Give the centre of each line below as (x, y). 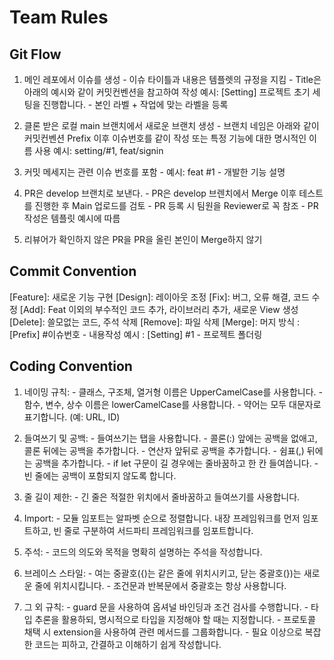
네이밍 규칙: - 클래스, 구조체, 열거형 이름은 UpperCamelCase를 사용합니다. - (173, 392)
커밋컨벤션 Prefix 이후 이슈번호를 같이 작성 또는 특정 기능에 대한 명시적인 (165, 138)
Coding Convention (71, 366)
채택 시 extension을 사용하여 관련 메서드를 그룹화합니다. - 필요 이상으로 (163, 632)
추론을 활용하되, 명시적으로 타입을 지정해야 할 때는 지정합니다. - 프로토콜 (175, 619)
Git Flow (35, 54)
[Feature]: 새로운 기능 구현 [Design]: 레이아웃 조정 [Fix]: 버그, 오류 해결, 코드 (159, 297)
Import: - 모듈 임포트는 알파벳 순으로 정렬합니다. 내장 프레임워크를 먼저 (162, 518)
